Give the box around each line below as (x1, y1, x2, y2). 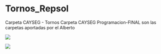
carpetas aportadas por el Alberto (5, 24, 75, 30)
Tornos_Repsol (5, 3, 69, 14)
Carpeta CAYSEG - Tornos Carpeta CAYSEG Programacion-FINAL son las (5, 19, 156, 25)
